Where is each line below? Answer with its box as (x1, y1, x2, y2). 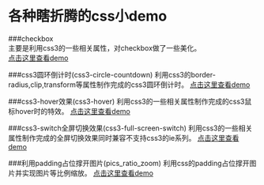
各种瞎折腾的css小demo (8, 7, 168, 25)
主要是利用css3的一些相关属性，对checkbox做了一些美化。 (8, 43, 202, 52)
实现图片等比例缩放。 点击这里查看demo (21, 168, 154, 178)
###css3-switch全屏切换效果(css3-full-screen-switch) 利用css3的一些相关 (8, 123, 253, 133)
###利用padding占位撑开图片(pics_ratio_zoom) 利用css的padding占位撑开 (8, 158, 251, 168)
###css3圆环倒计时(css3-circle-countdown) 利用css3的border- (8, 70, 216, 79)
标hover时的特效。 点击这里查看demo (8, 106, 130, 115)
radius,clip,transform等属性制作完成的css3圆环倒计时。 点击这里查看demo (8, 80, 251, 89)
